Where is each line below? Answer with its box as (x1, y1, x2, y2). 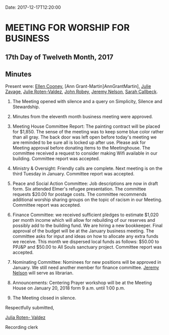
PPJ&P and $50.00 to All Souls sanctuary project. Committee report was (12, 244, 162, 250)
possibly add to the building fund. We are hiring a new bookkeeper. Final (12, 222, 162, 229)
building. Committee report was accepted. (12, 156, 100, 162)
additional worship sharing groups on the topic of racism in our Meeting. (12, 197, 162, 203)
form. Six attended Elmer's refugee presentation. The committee (12, 186, 146, 192)
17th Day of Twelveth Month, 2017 (5, 53, 114, 61)
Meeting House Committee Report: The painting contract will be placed (12, 123, 160, 129)
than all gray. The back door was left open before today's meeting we (12, 134, 157, 140)
